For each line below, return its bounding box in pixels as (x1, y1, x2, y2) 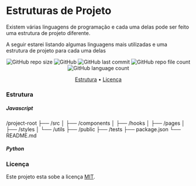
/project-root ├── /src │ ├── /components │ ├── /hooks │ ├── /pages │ (6, 120, 185, 127)
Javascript (6, 105, 33, 112)
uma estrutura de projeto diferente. (6, 29, 91, 36)
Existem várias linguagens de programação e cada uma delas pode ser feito (6, 23, 189, 30)
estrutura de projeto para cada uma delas (6, 47, 106, 54)
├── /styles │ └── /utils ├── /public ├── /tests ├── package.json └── (6, 125, 181, 132)
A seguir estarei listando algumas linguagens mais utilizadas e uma (6, 41, 168, 48)
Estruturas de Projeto (6, 4, 112, 17)
